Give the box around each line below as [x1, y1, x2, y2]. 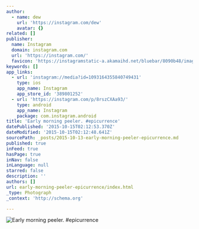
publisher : [6, 36, 33, 42]
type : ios [17, 80, 41, 86]
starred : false [6, 168, 44, 174]
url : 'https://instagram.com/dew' [17, 19, 102, 25]
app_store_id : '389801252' [17, 91, 84, 97]
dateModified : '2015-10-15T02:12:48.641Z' [6, 129, 113, 136]
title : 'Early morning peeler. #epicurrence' [6, 119, 120, 125]
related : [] [6, 31, 36, 37]
